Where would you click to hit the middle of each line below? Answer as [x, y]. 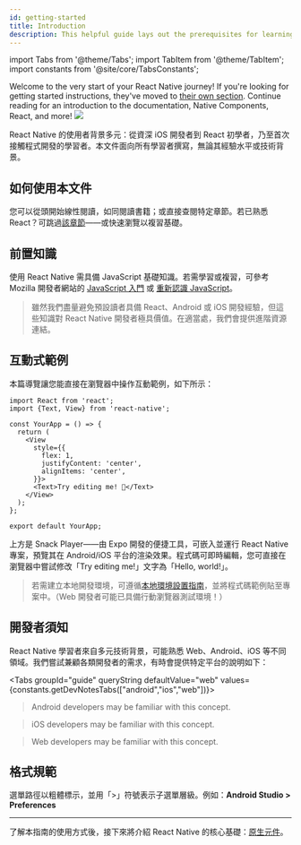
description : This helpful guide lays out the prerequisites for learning [152, 34]
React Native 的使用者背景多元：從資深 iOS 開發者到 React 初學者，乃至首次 [149, 134]
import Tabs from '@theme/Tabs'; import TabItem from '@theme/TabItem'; [147, 60]
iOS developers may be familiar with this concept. [123, 724]
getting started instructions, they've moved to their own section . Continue [145, 96]
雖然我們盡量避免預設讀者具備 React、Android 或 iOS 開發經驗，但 [154, 307]
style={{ [49, 448]
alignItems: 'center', [84, 471]
